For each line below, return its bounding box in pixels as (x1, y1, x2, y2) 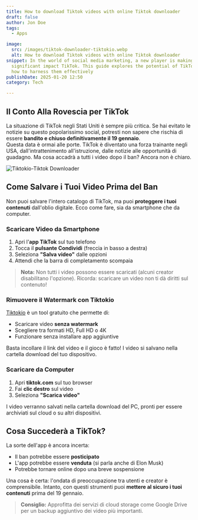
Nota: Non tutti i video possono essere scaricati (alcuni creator (20, 269, 174, 276)
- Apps (11, 31, 28, 37)
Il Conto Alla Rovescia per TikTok (6, 107, 129, 117)
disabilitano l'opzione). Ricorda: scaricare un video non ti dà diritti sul (20, 275, 189, 282)
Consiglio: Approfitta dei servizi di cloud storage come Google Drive (20, 501, 187, 508)
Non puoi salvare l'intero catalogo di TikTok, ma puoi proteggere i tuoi (6, 198, 177, 205)
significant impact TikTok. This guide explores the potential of (11, 63, 178, 69)
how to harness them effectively (11, 68, 94, 74)
